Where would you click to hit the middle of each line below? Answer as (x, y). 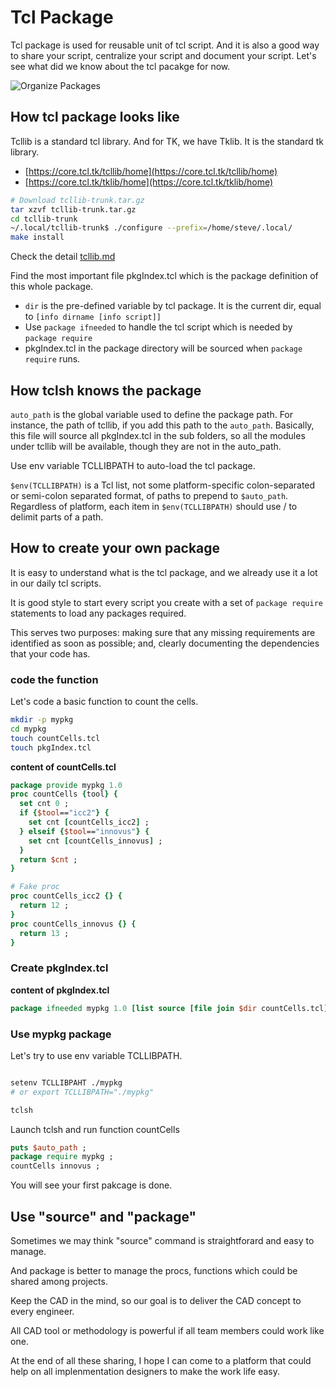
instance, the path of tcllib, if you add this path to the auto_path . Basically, (162, 425)
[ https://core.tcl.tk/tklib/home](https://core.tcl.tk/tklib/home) (149, 182)
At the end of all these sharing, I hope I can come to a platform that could (161, 1360)
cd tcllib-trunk (44, 219)
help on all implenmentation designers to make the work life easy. (145, 1371)
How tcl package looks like (95, 117)
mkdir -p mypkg (42, 720)
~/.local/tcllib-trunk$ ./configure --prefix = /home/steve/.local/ (151, 228)
